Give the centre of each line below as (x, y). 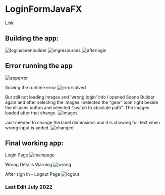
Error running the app (39, 66)
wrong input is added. (27, 128)
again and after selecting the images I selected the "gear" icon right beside (82, 102)
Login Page (17, 155)
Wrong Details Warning (29, 165)
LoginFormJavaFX (44, 9)
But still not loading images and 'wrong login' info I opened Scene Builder (80, 97)
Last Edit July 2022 (29, 187)
